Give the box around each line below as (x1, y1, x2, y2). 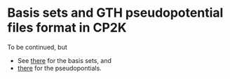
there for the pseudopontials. (17, 64, 102, 72)
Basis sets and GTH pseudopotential (7, 5, 224, 21)
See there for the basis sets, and (17, 56, 112, 64)
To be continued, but (7, 43, 68, 51)
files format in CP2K (7, 20, 127, 36)
